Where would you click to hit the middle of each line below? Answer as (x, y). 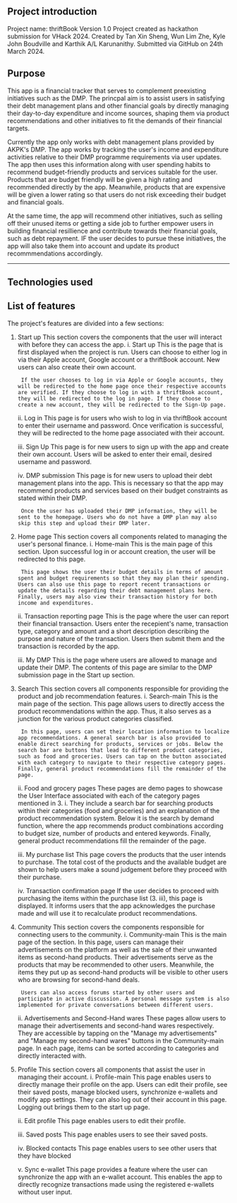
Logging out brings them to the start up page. (84, 1107)
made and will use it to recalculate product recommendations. (107, 913)
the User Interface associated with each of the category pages (109, 795)
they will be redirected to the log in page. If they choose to (114, 398)
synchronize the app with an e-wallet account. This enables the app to (120, 1177)
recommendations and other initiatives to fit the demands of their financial (115, 120)
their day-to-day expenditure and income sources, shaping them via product (119, 113)
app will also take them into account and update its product (93, 246)
